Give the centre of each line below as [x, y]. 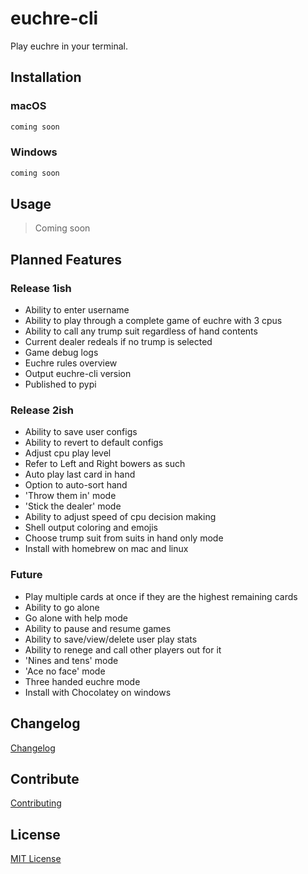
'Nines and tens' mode [71, 660]
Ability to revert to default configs [94, 443]
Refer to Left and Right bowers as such [105, 464]
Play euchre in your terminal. [69, 46]
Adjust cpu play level [68, 453]
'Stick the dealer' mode [73, 506]
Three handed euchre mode [82, 681]
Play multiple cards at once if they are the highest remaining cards [161, 596]
